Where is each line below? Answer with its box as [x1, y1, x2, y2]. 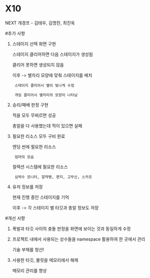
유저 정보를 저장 [12, 183, 43, 190]
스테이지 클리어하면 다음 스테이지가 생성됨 [12, 51, 93, 57]
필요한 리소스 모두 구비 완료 [12, 133, 66, 139]
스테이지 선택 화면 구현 [12, 40, 56, 47]
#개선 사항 [5, 215, 26, 221]
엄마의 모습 [14, 154, 34, 159]
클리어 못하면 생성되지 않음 [12, 62, 64, 68]
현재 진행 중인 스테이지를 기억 [12, 194, 69, 200]
